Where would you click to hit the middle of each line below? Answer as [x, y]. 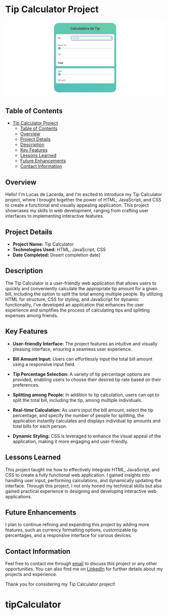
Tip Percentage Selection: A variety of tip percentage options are [81, 374]
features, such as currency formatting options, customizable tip [71, 530]
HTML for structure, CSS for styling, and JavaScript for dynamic [72, 299]
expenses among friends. [32, 315]
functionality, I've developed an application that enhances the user [75, 304]
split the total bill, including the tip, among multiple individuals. [77, 400]
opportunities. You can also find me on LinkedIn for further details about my [84, 569]
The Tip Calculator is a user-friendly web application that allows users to [81, 283]
